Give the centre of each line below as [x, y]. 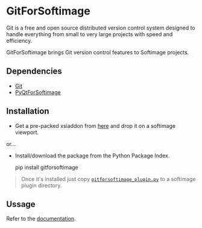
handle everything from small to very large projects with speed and [90, 34]
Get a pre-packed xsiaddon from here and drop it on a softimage [95, 125]
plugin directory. [41, 185]
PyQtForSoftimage [38, 92]
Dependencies [34, 71]
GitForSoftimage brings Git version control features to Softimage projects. [98, 52]
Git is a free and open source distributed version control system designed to [101, 28]
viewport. [27, 132]
